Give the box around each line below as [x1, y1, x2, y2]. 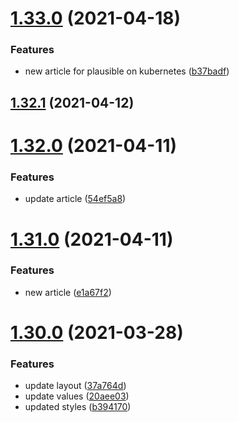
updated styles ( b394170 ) [24, 401, 132, 413]
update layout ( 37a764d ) [24, 380, 127, 392]
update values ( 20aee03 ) [24, 390, 130, 402]
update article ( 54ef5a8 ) [24, 193, 127, 205]
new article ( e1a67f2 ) [24, 286, 112, 298]
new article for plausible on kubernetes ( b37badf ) [24, 65, 230, 77]
